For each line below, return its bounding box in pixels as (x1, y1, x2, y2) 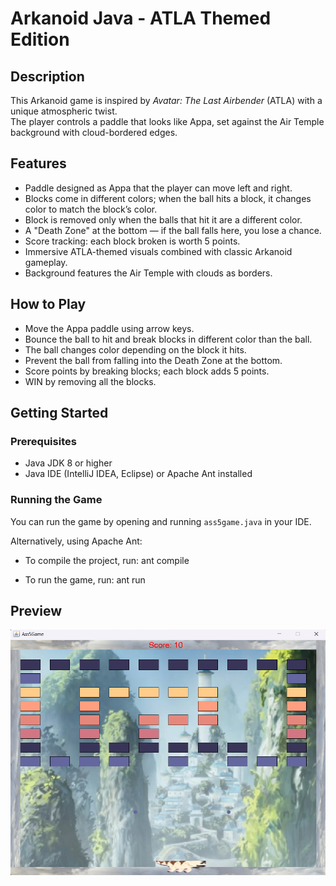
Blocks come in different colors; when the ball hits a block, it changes (24, 192, 312, 204)
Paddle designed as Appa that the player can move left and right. (24, 182, 293, 194)
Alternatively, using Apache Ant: (10, 535, 143, 547)
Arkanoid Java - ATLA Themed (10, 7, 272, 30)
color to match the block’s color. (24, 203, 158, 215)
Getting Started (10, 405, 109, 422)
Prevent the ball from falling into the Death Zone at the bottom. (24, 354, 283, 366)
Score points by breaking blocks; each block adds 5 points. (24, 365, 270, 377)
